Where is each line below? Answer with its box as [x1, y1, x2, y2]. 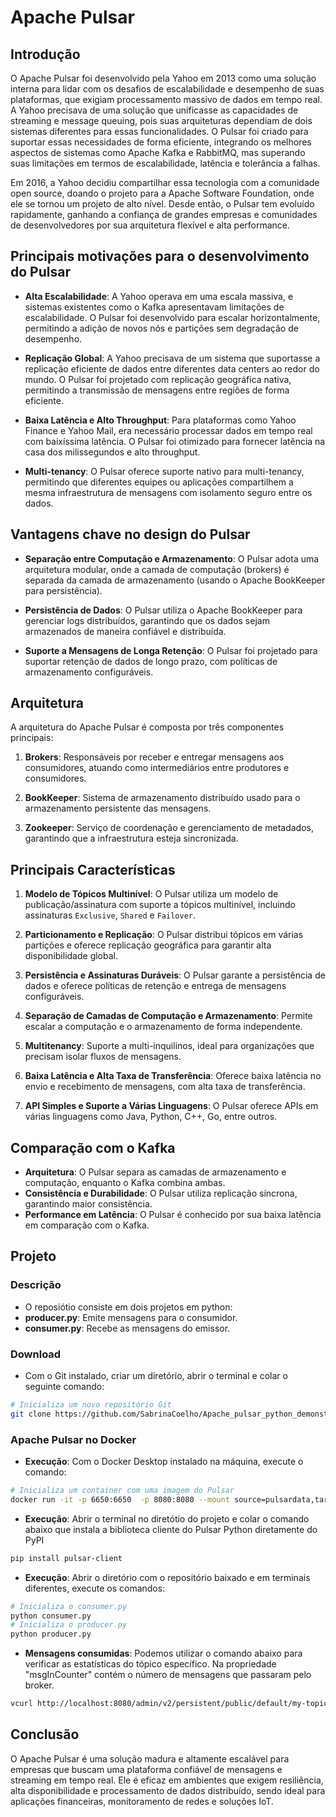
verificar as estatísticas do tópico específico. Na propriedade [24, 1658, 277, 1670]
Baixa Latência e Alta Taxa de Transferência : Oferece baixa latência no [24, 1070, 322, 1082]
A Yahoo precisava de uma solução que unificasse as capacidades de [10, 104, 299, 116]
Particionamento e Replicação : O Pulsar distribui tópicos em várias [24, 929, 304, 941]
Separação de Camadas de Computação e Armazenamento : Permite [24, 1010, 313, 1022]
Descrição [10, 1278, 62, 1292]
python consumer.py [10, 1611, 92, 1621]
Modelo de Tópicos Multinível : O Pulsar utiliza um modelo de [24, 888, 279, 900]
